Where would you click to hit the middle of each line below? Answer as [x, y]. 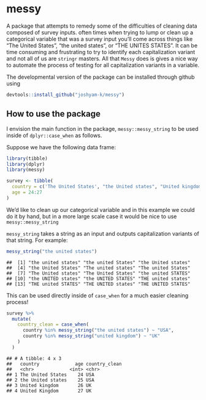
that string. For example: [37, 240]
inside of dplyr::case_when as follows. [54, 135]
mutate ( [22, 319]
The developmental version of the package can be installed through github [101, 77]
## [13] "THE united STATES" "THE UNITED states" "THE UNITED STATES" [98, 284]
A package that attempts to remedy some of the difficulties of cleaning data [102, 26]
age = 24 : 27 [27, 192]
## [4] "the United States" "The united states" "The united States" [98, 268]
